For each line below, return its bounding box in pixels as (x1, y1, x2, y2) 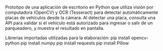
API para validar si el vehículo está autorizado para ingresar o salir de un (5, 20, 153, 26)
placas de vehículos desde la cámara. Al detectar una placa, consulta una (5, 15, 156, 20)
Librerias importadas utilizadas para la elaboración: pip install (5, 35, 130, 41)
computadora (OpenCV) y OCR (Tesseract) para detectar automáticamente (5, 9, 159, 15)
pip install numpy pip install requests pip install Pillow (20, 40, 129, 46)
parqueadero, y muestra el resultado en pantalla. (5, 25, 105, 31)
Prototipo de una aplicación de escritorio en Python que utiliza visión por (5, 4, 154, 10)
